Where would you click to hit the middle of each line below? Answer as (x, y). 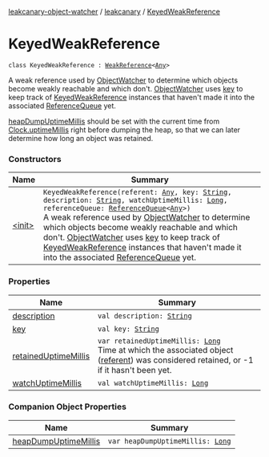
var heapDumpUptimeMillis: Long (169, 441)
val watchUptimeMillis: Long (153, 383)
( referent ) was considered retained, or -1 (175, 360)
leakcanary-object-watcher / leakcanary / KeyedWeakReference (114, 12)
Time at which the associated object (165, 350)
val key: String (128, 329)
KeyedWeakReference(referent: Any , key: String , (137, 192)
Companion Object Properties (67, 406)
